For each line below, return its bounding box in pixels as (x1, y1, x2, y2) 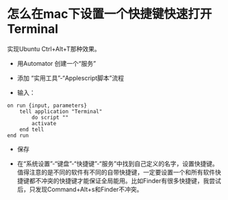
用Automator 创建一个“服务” (16, 59, 97, 67)
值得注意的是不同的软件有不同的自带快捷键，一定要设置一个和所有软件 (16, 168, 216, 176)
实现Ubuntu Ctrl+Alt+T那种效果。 (7, 45, 101, 53)
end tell (19, 126, 45, 133)
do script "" (31, 114, 69, 121)
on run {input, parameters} (7, 102, 88, 109)
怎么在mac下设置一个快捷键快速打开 (7, 6, 212, 22)
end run (7, 132, 29, 139)
